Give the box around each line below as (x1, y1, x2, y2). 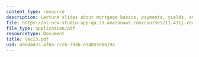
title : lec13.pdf (6, 36, 49, 42)
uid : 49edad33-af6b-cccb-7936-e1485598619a (6, 42, 115, 48)
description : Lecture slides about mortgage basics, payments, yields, (6, 14, 187, 20)
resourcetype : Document (6, 31, 65, 37)
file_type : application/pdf (6, 25, 76, 31)
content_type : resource (6, 8, 65, 15)
